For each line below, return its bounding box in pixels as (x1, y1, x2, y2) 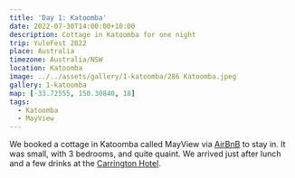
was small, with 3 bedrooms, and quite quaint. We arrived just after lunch (9, 148, 282, 159)
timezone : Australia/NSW (9, 55, 103, 64)
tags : (9, 97, 30, 107)
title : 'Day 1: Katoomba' (9, 13, 107, 23)
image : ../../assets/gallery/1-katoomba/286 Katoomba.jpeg (9, 72, 237, 81)
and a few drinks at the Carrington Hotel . (9, 158, 161, 169)
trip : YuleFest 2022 (9, 38, 88, 48)
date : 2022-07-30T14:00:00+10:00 (9, 22, 136, 31)
